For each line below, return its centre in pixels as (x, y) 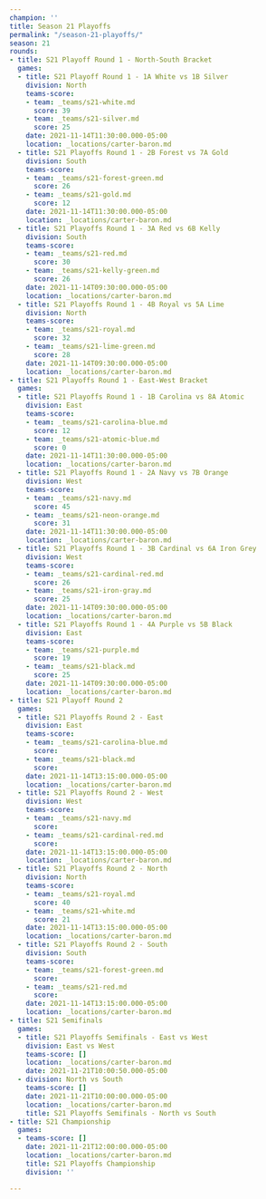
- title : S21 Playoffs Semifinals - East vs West (113, 1037)
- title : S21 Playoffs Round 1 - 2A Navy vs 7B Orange (123, 473)
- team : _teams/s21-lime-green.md (90, 346)
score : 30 (52, 262)
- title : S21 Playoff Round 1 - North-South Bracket (111, 60)
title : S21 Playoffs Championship (90, 1164)
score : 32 (52, 338)
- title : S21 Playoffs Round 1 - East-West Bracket (109, 380)
